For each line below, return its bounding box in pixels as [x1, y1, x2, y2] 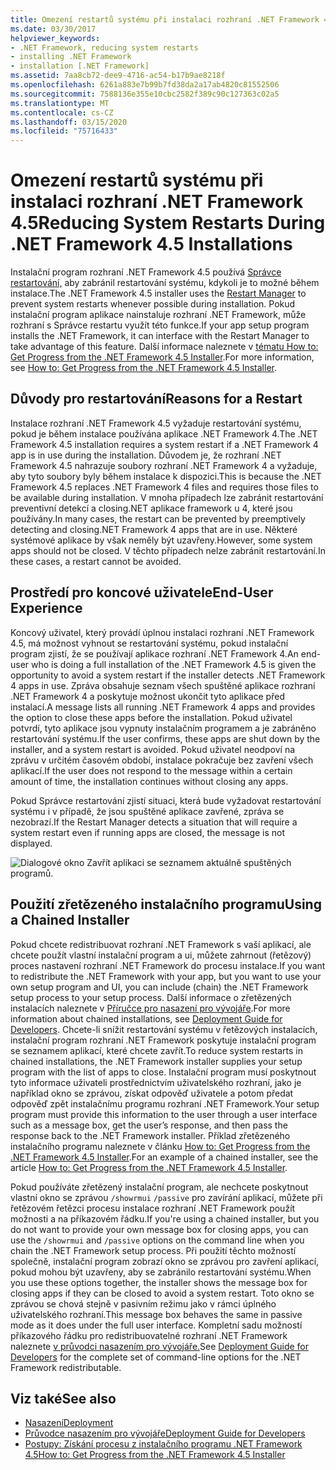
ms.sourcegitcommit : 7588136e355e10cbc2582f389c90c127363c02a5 [10, 89, 280, 99]
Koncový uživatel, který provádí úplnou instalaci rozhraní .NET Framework [10, 626, 315, 638]
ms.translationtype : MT [10, 98, 110, 108]
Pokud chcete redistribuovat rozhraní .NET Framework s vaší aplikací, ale [10, 938, 312, 950]
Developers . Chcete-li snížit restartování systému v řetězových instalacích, [10, 1023, 318, 1035]
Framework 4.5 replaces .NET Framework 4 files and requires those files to [10, 481, 319, 493]
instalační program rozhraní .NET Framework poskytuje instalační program [10, 1034, 317, 1046]
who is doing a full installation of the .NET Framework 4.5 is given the [31, 658, 317, 670]
